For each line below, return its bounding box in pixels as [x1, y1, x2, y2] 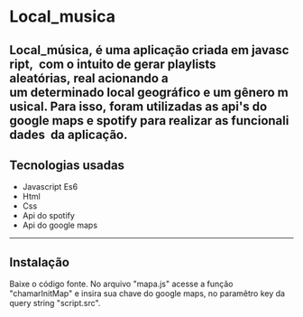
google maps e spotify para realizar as [9, 113, 229, 128]
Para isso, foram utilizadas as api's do [50, 98, 268, 114]
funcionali [231, 113, 289, 128]
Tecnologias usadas [9, 157, 124, 172]
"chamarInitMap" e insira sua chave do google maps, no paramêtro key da [9, 288, 286, 299]
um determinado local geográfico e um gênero [9, 84, 275, 100]
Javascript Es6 [22, 182, 78, 192]
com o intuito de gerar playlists [39, 56, 216, 71]
